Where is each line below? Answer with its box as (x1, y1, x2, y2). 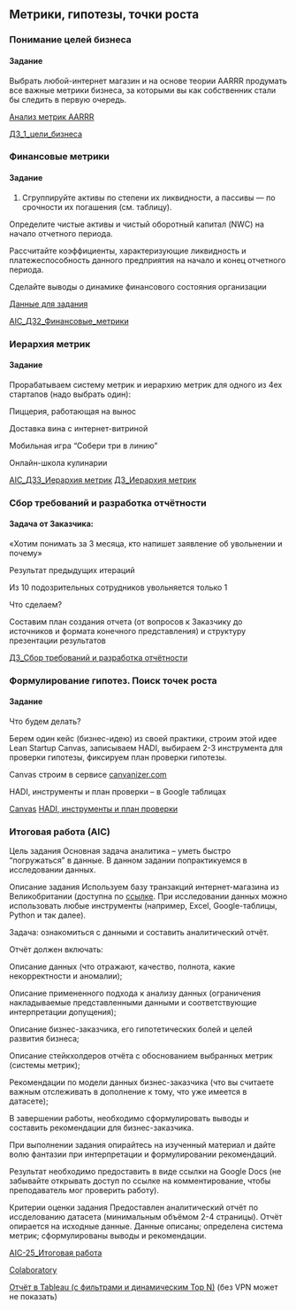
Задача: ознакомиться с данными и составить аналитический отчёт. (9, 927, 269, 938)
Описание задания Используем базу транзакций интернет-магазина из (9, 881, 280, 893)
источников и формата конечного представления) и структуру (9, 625, 247, 636)
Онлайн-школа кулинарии (9, 457, 108, 468)
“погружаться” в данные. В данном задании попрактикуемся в (9, 855, 247, 866)
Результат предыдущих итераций (9, 564, 135, 575)
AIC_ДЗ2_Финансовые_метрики (9, 315, 130, 326)
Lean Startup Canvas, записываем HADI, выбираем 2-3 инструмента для (9, 743, 283, 754)
